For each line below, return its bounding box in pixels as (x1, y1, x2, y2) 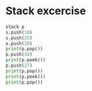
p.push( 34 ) (5, 52, 33, 58)
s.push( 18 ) (5, 40, 33, 46)
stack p (5, 24, 25, 30)
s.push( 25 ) (5, 34, 33, 41)
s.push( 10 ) (5, 29, 33, 35)
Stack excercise (5, 4, 87, 18)
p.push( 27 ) (5, 62, 33, 69)
